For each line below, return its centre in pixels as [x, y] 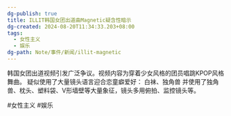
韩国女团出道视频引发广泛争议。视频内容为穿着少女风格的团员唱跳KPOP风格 [115, 73]
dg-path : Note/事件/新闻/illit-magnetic [64, 53]
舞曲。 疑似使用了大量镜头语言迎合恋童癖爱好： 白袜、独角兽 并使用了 [107, 81]
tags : [15, 33]
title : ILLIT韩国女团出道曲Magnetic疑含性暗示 [69, 20]
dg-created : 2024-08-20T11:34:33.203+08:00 [71, 26]
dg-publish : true [32, 14]
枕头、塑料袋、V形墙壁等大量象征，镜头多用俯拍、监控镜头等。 [109, 90]
